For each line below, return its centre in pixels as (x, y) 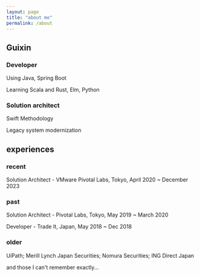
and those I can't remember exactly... (53, 267)
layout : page (23, 12)
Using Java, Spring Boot (36, 78)
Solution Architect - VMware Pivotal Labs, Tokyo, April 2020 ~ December (97, 180)
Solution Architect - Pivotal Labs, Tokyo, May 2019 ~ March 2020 (87, 215)
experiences (30, 149)
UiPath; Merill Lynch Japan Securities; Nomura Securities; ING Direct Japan (100, 255)
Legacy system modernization (44, 130)
